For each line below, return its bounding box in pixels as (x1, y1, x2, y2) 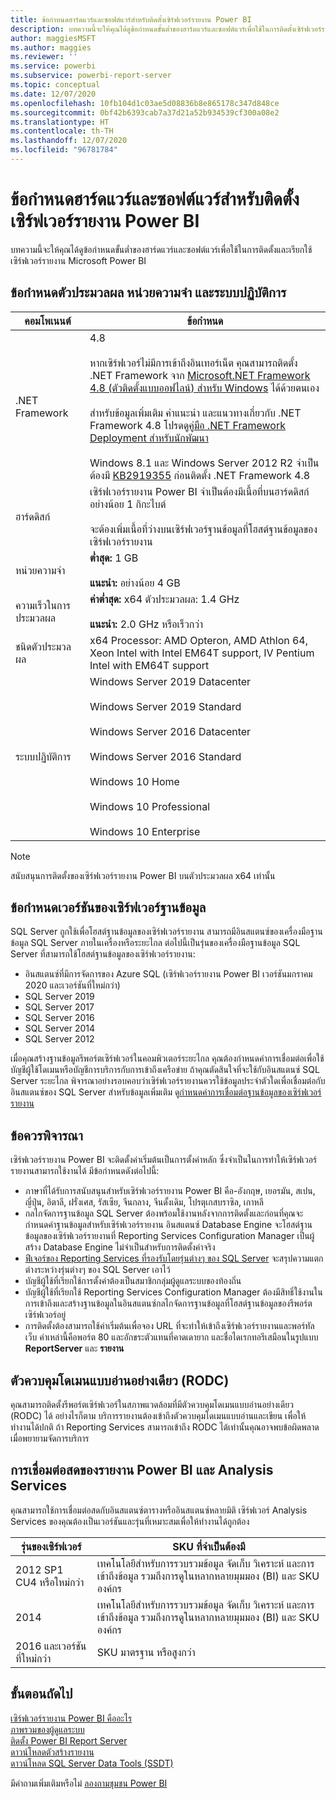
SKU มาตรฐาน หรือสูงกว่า (96, 1645, 196, 1659)
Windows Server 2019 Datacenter (89, 674, 252, 688)
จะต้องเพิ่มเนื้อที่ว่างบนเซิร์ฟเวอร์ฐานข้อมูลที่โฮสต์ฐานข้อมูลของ (89, 522, 318, 536)
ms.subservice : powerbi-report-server (10, 71, 172, 81)
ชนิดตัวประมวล (15, 639, 72, 653)
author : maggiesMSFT (10, 33, 97, 43)
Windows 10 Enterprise (89, 824, 201, 838)
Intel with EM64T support (89, 658, 210, 672)
